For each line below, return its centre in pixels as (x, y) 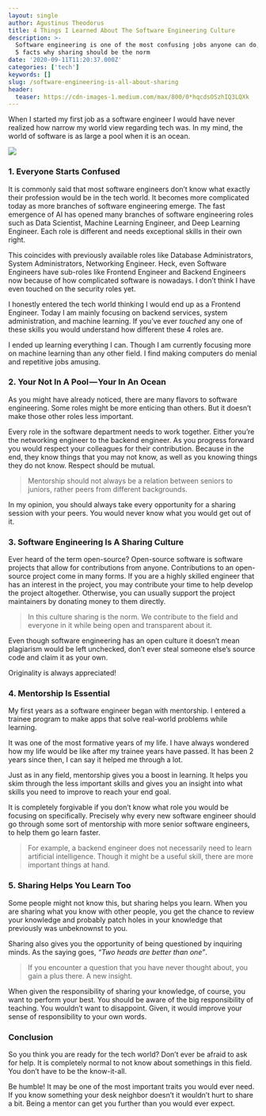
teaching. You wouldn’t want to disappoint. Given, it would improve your (125, 1008)
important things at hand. (69, 865)
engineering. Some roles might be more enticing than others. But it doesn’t (130, 408)
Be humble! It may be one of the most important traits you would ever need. (131, 1087)
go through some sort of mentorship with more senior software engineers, (129, 824)
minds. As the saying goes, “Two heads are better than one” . (108, 952)
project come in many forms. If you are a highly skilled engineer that (144, 576)
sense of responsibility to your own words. (78, 1016)
